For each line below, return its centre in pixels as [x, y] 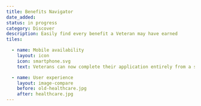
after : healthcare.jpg [45, 94]
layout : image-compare [45, 83]
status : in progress [32, 23]
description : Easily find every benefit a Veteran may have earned [92, 34]
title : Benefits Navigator [40, 12]
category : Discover [31, 28]
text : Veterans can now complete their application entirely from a [104, 67]
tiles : [14, 39]
